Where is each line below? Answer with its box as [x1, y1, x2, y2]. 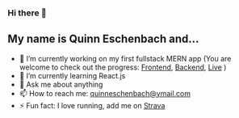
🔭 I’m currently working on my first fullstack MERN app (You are [19, 53, 232, 63]
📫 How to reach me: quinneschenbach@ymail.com [19, 88, 191, 98]
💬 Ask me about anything [19, 79, 103, 89]
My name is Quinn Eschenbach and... [7, 32, 199, 46]
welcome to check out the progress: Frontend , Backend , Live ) [19, 62, 227, 72]
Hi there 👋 [7, 7, 48, 19]
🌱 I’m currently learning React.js [19, 70, 126, 80]
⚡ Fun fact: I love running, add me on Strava [19, 100, 166, 110]
